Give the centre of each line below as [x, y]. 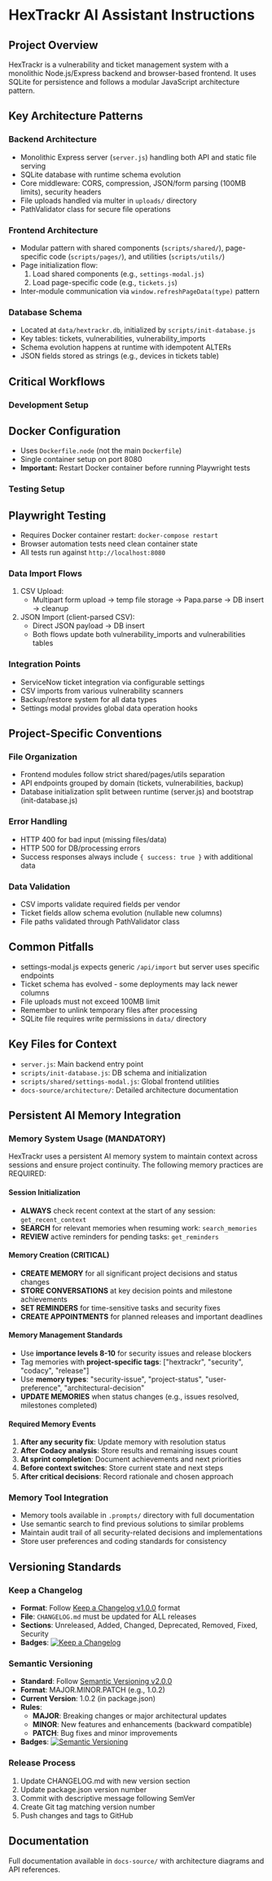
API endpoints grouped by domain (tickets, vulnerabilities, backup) [132, 783]
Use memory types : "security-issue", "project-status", [112, 1379]
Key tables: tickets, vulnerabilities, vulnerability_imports [113, 339]
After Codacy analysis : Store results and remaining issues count [129, 1451]
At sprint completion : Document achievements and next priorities [131, 1459]
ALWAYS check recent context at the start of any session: [118, 1211]
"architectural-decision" [104, 1387]
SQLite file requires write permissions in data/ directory [113, 1018]
